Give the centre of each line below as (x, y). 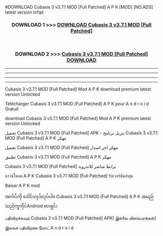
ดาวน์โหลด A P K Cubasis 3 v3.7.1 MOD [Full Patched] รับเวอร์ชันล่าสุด (69, 176)
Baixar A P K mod (23, 185)
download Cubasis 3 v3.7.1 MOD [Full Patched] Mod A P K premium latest (78, 118)
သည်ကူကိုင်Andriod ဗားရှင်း (31, 206)
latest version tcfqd (24, 12)
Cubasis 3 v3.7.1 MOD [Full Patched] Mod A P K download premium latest (78, 89)
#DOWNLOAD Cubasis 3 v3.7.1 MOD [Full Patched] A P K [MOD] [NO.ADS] (79, 7)
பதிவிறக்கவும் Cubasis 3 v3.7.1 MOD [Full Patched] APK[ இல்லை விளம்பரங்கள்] (81, 218)
